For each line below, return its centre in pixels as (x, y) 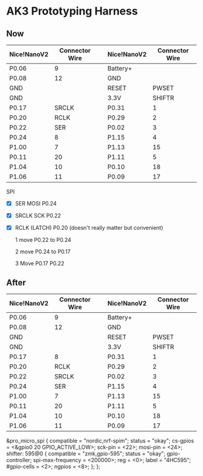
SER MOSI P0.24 (36, 203)
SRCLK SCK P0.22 (38, 216)
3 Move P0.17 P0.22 (40, 263)
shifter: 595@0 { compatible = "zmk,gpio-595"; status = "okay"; (86, 454)
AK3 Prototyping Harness (72, 11)
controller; (19, 460)
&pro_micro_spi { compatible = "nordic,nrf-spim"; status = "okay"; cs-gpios (100, 441)
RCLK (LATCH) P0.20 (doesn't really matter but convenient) (89, 228)
